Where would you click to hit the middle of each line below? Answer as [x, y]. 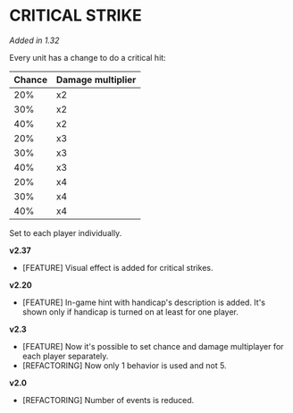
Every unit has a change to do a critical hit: [88, 57]
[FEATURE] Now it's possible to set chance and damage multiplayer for [153, 346]
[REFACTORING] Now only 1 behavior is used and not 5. [124, 365]
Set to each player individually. [66, 232]
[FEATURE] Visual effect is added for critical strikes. [117, 267]
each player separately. [65, 356]
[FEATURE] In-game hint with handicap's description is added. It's [144, 302]
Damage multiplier [96, 80]
